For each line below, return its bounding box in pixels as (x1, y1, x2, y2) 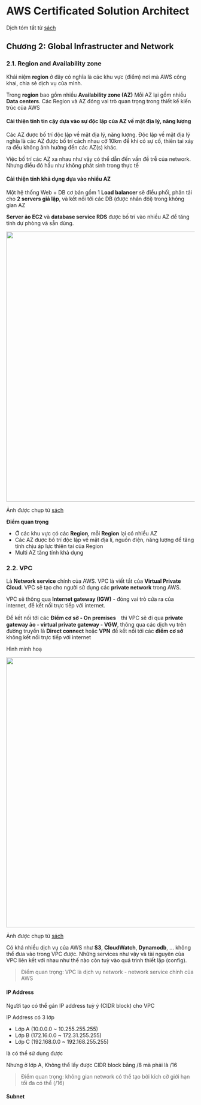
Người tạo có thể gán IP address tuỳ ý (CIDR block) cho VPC (6, 1002, 155, 1009)
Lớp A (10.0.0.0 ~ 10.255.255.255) (14, 1025, 99, 1032)
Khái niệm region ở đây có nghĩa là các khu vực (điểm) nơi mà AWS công (6, 73, 187, 80)
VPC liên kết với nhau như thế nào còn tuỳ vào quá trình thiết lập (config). (6, 957, 187, 964)
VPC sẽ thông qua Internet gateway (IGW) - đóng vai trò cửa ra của (6, 595, 175, 603)
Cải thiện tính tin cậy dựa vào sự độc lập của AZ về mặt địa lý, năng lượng (6, 118, 191, 125)
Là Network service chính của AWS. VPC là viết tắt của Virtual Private (6, 577, 181, 585)
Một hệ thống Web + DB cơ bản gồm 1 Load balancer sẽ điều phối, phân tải (6, 189, 193, 196)
